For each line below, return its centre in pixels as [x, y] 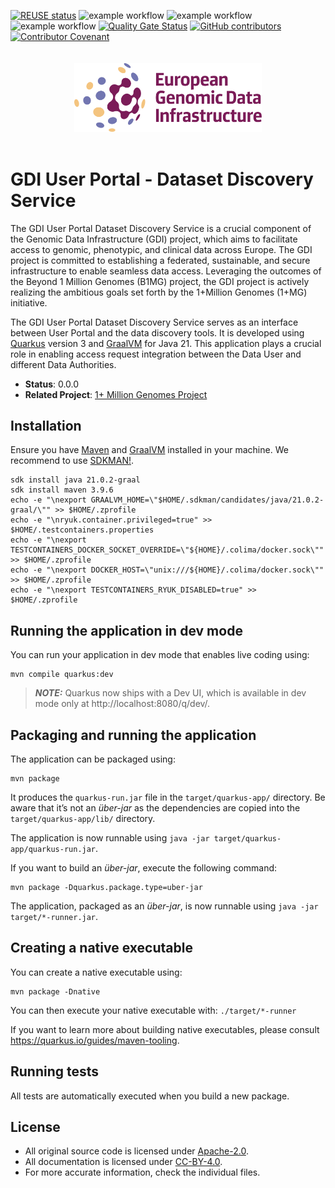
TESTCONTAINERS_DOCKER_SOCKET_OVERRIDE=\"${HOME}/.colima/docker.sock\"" [167, 550]
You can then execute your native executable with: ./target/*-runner [153, 1010]
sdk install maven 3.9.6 [62, 490]
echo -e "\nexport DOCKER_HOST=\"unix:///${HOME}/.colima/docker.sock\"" [167, 570]
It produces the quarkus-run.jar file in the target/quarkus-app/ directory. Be [168, 797]
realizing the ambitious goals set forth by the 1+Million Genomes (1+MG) [159, 292]
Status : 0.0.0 [52, 384]
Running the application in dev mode [126, 630]
